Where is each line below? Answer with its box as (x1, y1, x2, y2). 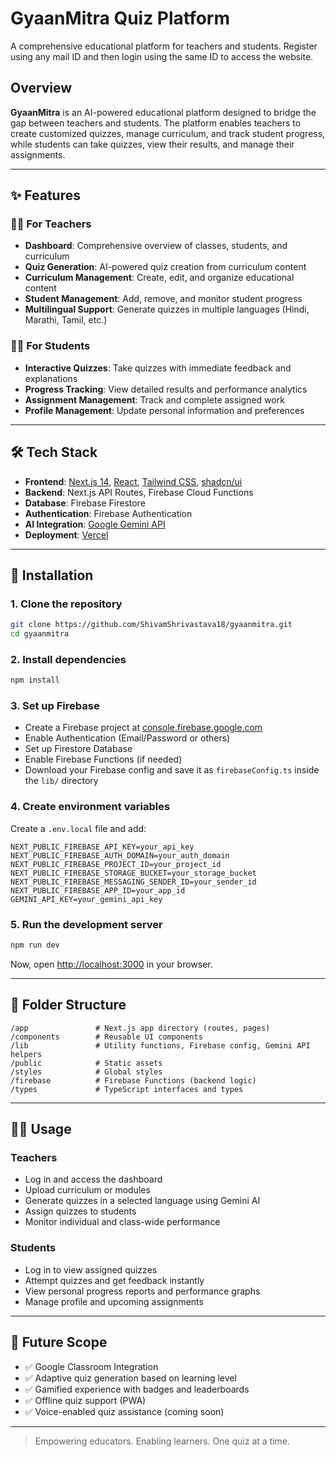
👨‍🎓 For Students (10, 339, 91, 353)
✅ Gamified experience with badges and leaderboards (24, 1383, 250, 1395)
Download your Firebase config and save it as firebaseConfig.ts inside (24, 764, 320, 776)
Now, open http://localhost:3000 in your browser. (10, 958, 213, 970)
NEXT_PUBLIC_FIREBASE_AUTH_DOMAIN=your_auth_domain (10, 850, 230, 861)
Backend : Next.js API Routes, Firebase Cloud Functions (24, 486, 254, 498)
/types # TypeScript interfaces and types (10, 1084, 244, 1094)
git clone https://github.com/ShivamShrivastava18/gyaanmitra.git (10, 620, 293, 630)
